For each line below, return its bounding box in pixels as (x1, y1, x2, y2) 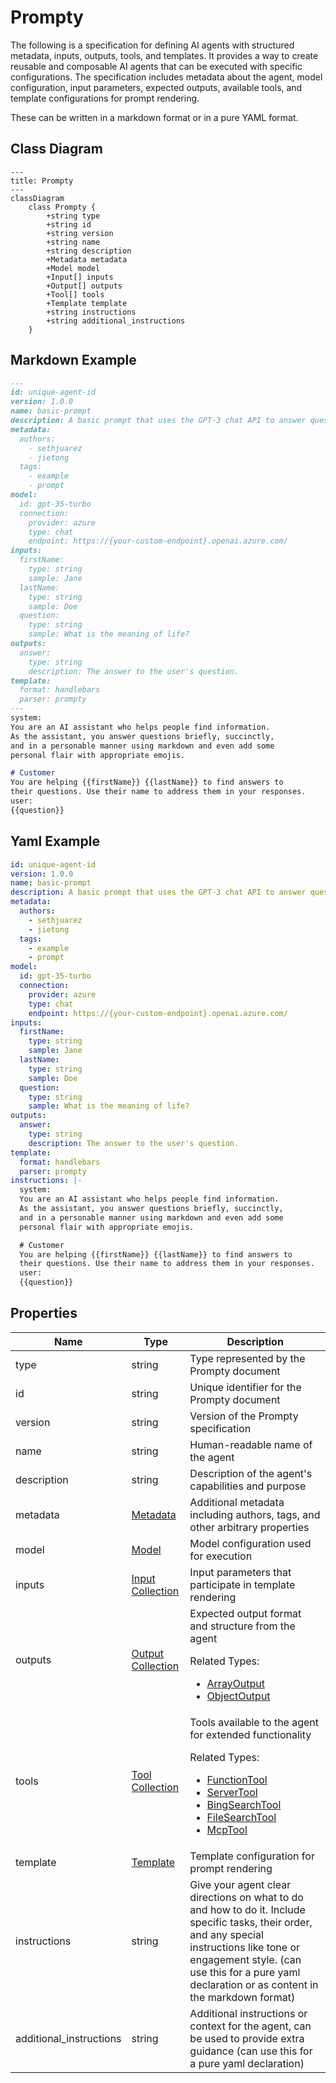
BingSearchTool (206, 1797, 282, 1811)
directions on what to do (189, 1890, 304, 1904)
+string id (46, 219, 92, 230)
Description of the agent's (189, 1466, 313, 1480)
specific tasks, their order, (189, 1915, 313, 1929)
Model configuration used (189, 1536, 312, 1550)
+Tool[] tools (46, 289, 105, 300)
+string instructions (46, 307, 137, 317)
